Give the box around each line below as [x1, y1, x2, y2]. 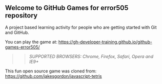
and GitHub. [5, 29, 29, 35]
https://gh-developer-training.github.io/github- [58, 39, 152, 45]
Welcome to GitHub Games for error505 [5, 4, 128, 12]
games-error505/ [5, 44, 40, 50]
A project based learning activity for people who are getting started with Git [5, 24, 157, 30]
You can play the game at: [5, 39, 58, 45]
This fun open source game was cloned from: [5, 68, 97, 74]
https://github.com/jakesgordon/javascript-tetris [5, 73, 102, 79]
